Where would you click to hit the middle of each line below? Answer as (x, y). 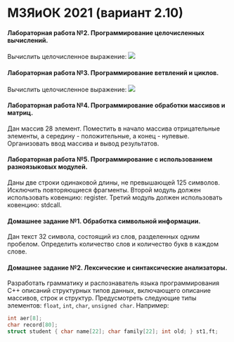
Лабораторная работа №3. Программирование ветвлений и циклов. (113, 72)
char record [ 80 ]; (33, 325)
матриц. (20, 113)
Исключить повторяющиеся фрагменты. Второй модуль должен (104, 190)
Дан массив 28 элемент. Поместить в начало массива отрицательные (113, 129)
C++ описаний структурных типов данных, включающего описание (109, 291)
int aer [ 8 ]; (25, 318)
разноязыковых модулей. (47, 167)
